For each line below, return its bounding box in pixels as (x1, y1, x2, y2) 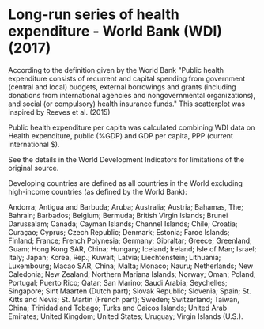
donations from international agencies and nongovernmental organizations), (8, 90, 255, 100)
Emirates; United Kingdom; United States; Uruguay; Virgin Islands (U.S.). (8, 311, 243, 321)
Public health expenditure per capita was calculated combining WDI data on (8, 123, 255, 132)
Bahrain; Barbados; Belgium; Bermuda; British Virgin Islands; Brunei (8, 210, 228, 220)
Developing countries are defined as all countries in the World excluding (8, 178, 243, 187)
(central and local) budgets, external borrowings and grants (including (8, 81, 236, 92)
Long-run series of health (8, 6, 179, 24)
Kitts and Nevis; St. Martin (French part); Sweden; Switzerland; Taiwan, (8, 294, 239, 304)
